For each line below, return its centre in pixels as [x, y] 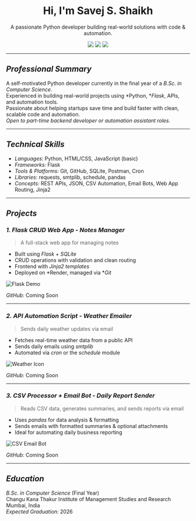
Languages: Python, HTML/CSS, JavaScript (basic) [76, 158]
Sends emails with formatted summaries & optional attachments [91, 426]
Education [25, 479]
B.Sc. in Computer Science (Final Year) [53, 493]
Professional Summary [49, 69]
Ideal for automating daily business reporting [68, 432]
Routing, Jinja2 [32, 189]
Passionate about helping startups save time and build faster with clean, [92, 108]
